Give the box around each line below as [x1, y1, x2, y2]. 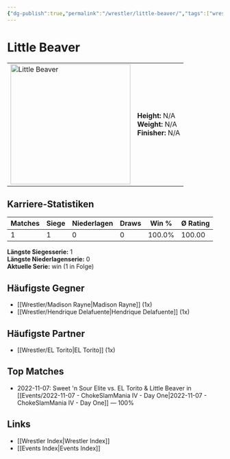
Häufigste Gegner [7, 282, 85, 294]
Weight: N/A [137, 119, 177, 129]
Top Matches [7, 366, 64, 377]
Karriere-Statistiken [7, 198, 94, 210]
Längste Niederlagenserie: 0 [7, 255, 90, 263]
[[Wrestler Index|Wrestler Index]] [16, 436, 110, 445]
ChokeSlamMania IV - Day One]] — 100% [16, 399, 135, 407]
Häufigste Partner [7, 327, 86, 340]
